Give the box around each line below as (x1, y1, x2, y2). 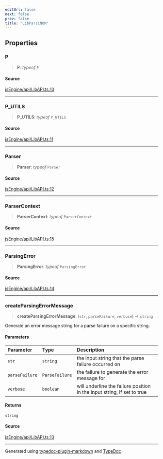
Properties (5, 38, 38, 47)
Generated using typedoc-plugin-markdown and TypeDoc (5, 448, 121, 454)
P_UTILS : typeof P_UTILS (16, 114, 66, 120)
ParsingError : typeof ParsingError (16, 264, 86, 269)
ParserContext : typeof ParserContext (16, 214, 92, 220)
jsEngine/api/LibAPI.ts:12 (5, 186, 54, 192)
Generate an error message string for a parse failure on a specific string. (5, 323, 150, 329)
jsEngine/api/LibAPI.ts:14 (5, 286, 55, 291)
